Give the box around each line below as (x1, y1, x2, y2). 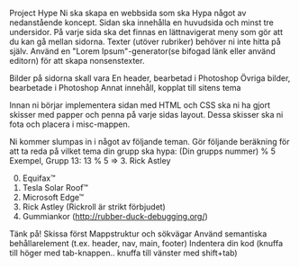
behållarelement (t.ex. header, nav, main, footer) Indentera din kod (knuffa (9, 238, 284, 248)
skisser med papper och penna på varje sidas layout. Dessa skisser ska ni (9, 110, 284, 120)
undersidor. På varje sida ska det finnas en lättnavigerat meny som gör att (9, 27, 284, 37)
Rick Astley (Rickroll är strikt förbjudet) (22, 201, 167, 212)
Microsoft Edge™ (22, 192, 85, 202)
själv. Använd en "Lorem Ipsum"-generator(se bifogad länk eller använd (9, 46, 276, 57)
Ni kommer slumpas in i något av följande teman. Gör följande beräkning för (9, 137, 290, 147)
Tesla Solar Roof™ (22, 182, 88, 192)
